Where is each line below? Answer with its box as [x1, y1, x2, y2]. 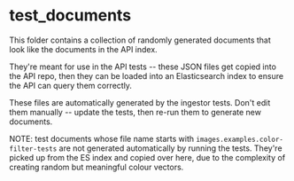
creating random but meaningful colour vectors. [9, 161, 184, 172]
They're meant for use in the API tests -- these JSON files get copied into [9, 61, 277, 72]
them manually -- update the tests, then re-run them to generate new [9, 106, 261, 117]
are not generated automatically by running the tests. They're [58, 143, 282, 153]
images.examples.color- [196, 135, 283, 144]
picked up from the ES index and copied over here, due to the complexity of [9, 152, 286, 162]
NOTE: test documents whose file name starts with [9, 133, 195, 144]
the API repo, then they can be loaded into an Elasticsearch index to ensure [9, 70, 284, 81]
